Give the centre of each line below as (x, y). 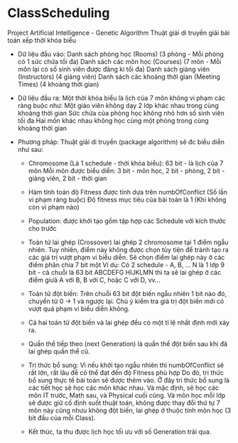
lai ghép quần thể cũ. (59, 351)
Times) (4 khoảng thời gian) (58, 84)
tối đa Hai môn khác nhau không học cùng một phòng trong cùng (113, 120)
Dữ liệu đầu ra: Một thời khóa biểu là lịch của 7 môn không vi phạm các (121, 98)
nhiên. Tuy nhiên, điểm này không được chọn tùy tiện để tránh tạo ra (128, 249)
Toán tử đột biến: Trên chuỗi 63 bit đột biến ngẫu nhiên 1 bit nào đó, (128, 293)
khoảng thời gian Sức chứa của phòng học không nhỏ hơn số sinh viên (121, 113)
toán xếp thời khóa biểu (42, 40)
